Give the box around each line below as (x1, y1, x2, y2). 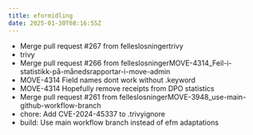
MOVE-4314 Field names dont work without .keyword (19, 75, 196, 85)
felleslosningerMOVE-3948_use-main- (119, 92, 247, 101)
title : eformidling (8, 11, 73, 20)
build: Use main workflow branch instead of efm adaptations (19, 117, 219, 127)
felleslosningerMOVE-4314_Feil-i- (121, 58, 232, 68)
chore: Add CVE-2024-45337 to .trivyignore (19, 109, 166, 118)
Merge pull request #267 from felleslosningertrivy (19, 41, 184, 50)
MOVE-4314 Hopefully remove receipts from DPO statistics (19, 83, 215, 93)
